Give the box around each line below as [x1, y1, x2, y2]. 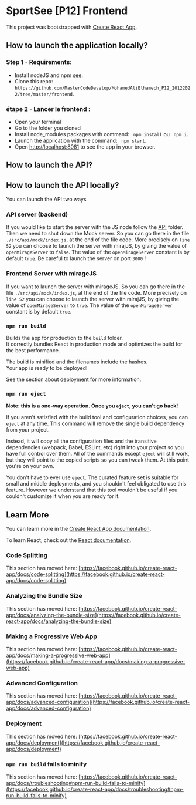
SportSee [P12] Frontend [6, 4, 128, 18]
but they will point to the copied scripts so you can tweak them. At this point [6, 456, 189, 463]
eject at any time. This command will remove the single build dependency [6, 420, 185, 427]
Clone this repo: [14, 78, 53, 85]
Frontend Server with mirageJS [6, 270, 97, 278]
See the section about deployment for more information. [6, 376, 142, 383]
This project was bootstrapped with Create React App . [6, 23, 137, 31]
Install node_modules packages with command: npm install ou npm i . [14, 130, 188, 137]
